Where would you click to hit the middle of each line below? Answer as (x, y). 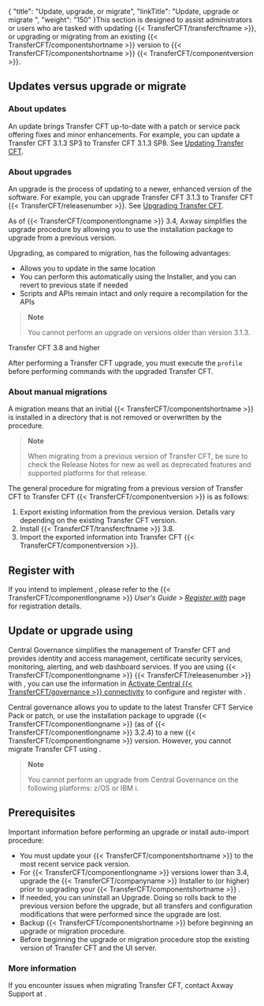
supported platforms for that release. (87, 473)
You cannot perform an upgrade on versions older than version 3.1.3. (139, 332)
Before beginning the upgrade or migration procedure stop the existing (134, 939)
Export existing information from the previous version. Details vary (127, 512)
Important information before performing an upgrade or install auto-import (129, 832)
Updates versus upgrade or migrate (97, 86)
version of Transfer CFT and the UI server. (88, 948)
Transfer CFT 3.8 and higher (54, 347)
